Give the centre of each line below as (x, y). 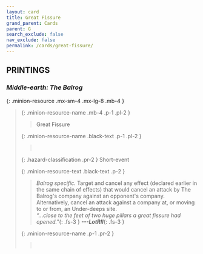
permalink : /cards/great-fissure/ (50, 46)
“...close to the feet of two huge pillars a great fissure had (108, 215)
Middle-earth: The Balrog (45, 87)
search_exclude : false (35, 35)
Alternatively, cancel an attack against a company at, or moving (115, 202)
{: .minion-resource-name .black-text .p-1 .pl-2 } (81, 136)
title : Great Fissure (34, 18)
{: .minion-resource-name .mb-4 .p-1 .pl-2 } (75, 112)
